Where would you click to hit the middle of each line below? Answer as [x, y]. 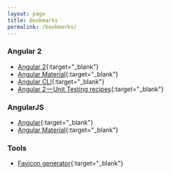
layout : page [26, 14]
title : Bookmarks [33, 20]
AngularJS [26, 107]
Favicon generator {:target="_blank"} [70, 163]
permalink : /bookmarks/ [42, 27]
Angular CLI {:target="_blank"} [61, 81]
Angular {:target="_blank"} [55, 122]
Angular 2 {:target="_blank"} [58, 67]
